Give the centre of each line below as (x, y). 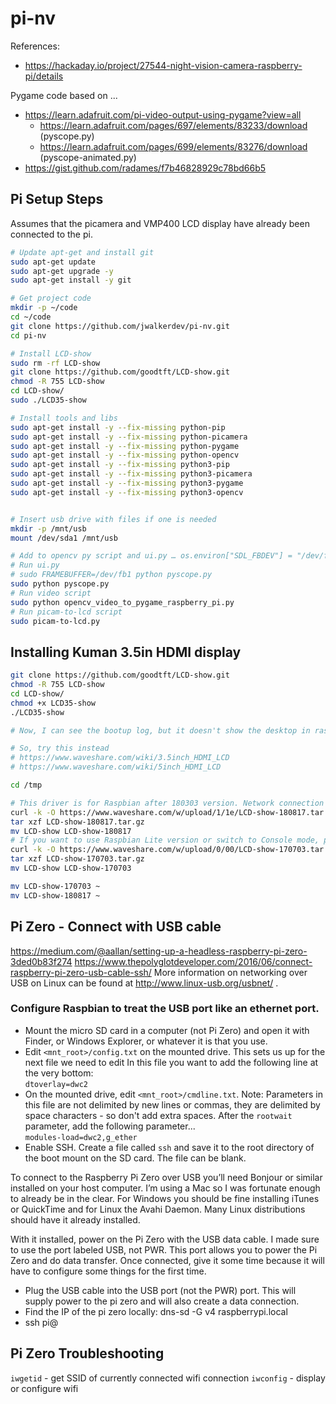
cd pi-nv (28, 335)
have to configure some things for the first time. (108, 1271)
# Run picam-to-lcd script (66, 612)
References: (35, 46)
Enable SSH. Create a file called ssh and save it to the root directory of (169, 1147)
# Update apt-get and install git (82, 252)
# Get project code (51, 298)
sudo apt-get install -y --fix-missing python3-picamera (131, 474)
